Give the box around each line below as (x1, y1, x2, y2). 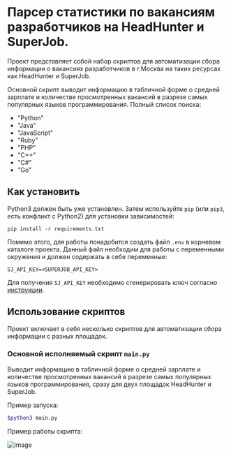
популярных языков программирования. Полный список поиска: (7, 100, 202, 108)
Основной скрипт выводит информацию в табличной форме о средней (7, 85, 220, 94)
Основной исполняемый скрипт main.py (7, 349, 150, 359)
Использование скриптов (7, 306, 126, 318)
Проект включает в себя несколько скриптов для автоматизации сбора (7, 324, 222, 332)
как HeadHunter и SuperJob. (7, 71, 91, 80)
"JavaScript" (17, 128, 54, 137)
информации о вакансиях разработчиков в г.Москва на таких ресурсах (7, 64, 221, 73)
